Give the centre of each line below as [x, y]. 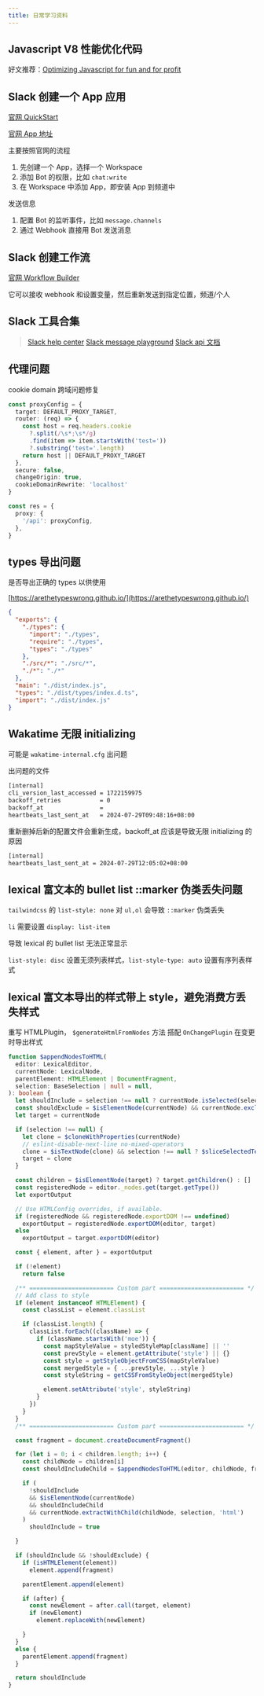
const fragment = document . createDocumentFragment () [103, 1440]
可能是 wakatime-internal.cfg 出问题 [68, 754]
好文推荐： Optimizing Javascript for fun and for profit [95, 70]
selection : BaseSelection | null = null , [84, 1086]
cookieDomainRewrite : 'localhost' [71, 485]
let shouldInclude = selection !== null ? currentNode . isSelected [126, 1101]
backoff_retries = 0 [59, 801]
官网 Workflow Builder [44, 278]
